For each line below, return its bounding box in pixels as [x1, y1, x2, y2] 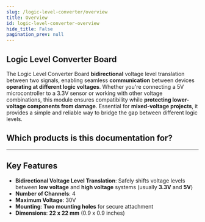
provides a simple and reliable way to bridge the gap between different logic [6, 109, 198, 116]
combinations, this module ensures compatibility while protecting [6, 95, 171, 103]
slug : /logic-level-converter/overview [6, 9, 108, 15]
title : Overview [6, 15, 48, 21]
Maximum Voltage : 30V [15, 196, 76, 204]
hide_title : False [6, 26, 53, 32]
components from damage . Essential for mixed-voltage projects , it [27, 102, 198, 109]
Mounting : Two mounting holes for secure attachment [15, 203, 154, 210]
